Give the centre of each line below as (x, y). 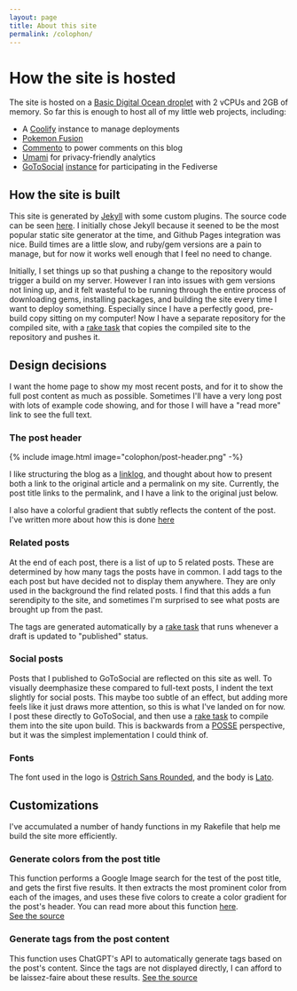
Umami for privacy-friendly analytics (89, 157)
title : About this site (53, 26)
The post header (46, 438)
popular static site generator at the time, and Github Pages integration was (145, 235)
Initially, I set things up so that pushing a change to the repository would (141, 271)
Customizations (54, 805)
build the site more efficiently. (63, 836)
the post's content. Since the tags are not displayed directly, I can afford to (145, 968)
